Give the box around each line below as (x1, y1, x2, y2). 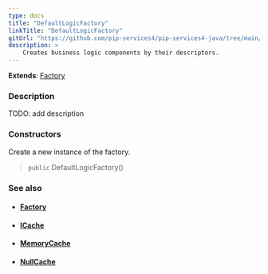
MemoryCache (19, 239, 71, 248)
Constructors (8, 129, 61, 140)
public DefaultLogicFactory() (27, 162, 124, 172)
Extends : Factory (8, 71, 65, 80)
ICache (19, 220, 45, 230)
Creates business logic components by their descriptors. (22, 49, 219, 57)
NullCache (19, 256, 56, 266)
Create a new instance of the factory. (8, 147, 131, 157)
